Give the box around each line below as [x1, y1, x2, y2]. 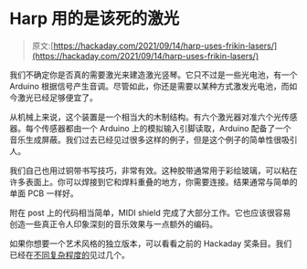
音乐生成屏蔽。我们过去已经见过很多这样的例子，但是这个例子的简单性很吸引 [9, 134, 298, 145]
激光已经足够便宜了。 [16, 92, 98, 103]
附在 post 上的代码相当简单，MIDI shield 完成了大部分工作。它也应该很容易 [9, 207, 291, 218]
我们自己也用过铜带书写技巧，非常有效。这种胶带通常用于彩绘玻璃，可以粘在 [9, 165, 298, 176]
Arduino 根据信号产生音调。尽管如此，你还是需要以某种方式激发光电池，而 [9, 80, 290, 91]
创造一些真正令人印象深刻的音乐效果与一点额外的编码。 [9, 218, 217, 229]
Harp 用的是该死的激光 [9, 8, 180, 29]
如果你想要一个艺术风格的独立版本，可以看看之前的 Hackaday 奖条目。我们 [9, 238, 292, 249]
